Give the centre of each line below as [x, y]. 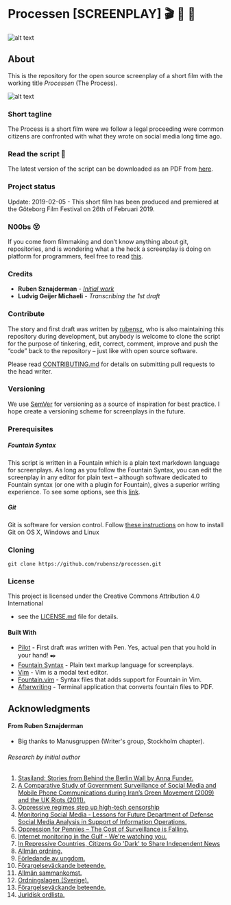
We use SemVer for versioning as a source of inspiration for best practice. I [114, 404]
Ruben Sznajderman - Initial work [66, 289]
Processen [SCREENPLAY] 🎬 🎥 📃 [102, 14]
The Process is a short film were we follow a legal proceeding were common [116, 129]
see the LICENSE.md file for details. [68, 617]
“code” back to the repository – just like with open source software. [103, 350]
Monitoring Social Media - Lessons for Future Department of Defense [115, 814]
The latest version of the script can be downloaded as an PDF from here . [110, 169]
